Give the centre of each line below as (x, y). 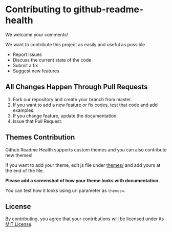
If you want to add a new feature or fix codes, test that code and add (85, 105)
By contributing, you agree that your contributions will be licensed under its (85, 219)
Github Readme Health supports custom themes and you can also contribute (86, 149)
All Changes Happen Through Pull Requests (77, 87)
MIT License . (19, 224)
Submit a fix (25, 65)
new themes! (19, 155)
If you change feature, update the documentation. (65, 115)
